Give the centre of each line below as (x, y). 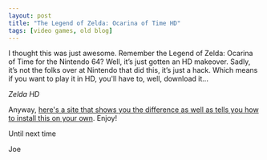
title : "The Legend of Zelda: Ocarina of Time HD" (95, 23)
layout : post (30, 16)
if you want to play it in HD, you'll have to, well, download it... (108, 79)
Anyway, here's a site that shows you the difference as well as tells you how (133, 110)
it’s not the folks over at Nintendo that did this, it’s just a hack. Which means (133, 70)
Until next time (32, 134)
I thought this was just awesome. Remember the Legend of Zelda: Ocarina (131, 54)
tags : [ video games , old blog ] (61, 30)
